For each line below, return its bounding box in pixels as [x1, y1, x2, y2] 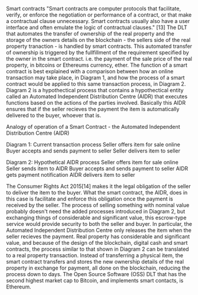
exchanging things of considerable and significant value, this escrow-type [6, 214, 187, 221]
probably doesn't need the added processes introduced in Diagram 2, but [6, 208, 186, 215]
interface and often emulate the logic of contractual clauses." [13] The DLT [6, 24, 187, 31]
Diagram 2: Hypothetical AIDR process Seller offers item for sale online [6, 159, 178, 166]
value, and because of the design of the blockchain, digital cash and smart [6, 239, 188, 246]
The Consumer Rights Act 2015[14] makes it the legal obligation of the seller [6, 183, 191, 190]
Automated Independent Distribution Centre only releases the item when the [6, 227, 192, 234]
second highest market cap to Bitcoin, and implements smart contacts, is [6, 277, 184, 284]
